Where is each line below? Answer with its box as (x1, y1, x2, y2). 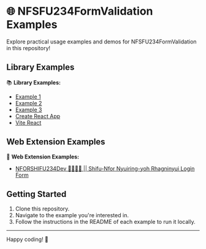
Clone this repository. (15, 205, 70, 212)
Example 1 (15, 93, 41, 100)
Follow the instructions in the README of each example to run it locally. (15, 218, 196, 226)
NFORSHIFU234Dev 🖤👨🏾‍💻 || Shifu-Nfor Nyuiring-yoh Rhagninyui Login (15, 165, 195, 172)
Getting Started (6, 188, 67, 199)
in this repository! (6, 44, 51, 51)
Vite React (15, 119, 42, 126)
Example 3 (15, 106, 42, 113)
